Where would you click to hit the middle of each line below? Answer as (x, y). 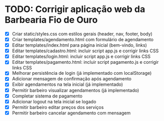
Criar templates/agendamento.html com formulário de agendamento (83, 39)
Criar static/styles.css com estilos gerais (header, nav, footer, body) (82, 34)
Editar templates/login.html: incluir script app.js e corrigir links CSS (81, 57)
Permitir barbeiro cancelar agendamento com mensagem (71, 113)
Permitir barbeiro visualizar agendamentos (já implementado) (75, 90)
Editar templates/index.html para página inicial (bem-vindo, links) (79, 45)
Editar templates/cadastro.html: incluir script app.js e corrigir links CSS (85, 51)
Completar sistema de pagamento (47, 96)
